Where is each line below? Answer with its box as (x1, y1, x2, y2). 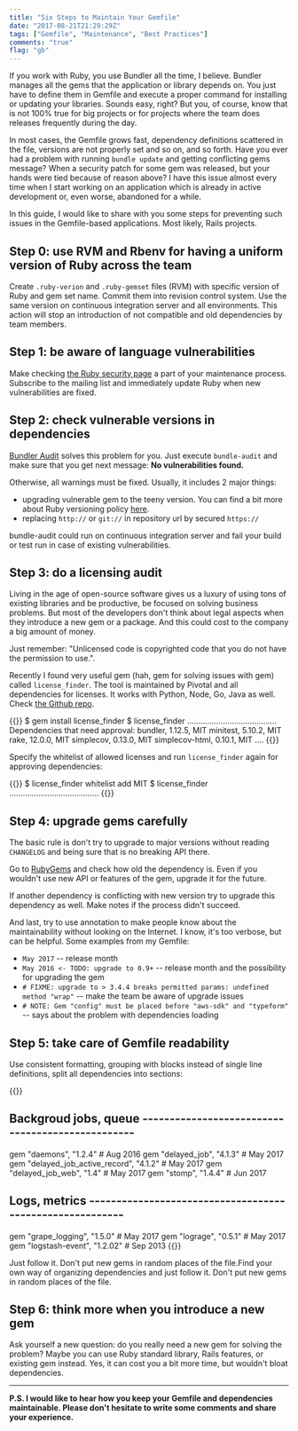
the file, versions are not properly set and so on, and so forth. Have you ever (9, 144, 288, 155)
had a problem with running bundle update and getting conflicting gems (9, 154, 271, 164)
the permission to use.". (9, 653, 96, 664)
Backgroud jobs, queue (9, 1111, 140, 1127)
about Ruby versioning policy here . (21, 503, 150, 514)
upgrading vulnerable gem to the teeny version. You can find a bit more (21, 494, 283, 504)
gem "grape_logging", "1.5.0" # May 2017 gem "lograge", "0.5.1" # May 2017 (9, 1230, 286, 1241)
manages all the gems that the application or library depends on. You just (9, 80, 277, 91)
